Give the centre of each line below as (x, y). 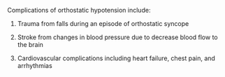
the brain (30, 44)
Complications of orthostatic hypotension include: (79, 10)
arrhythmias (35, 65)
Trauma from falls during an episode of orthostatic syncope (103, 23)
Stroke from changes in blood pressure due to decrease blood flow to (117, 37)
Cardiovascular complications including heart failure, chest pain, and (116, 58)
